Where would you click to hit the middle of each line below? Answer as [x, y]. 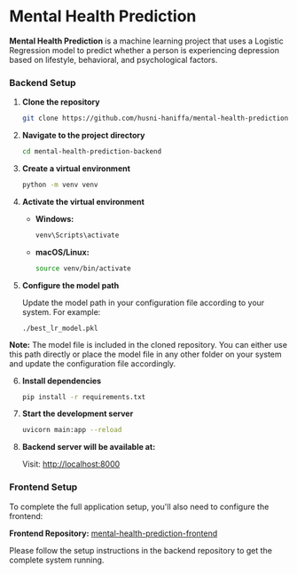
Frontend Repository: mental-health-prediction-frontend [113, 533]
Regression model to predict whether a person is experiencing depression [144, 50]
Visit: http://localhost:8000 [71, 464]
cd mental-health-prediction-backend [92, 152]
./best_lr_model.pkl [60, 328]
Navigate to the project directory [83, 136]
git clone [40, 118]
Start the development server [78, 413]
